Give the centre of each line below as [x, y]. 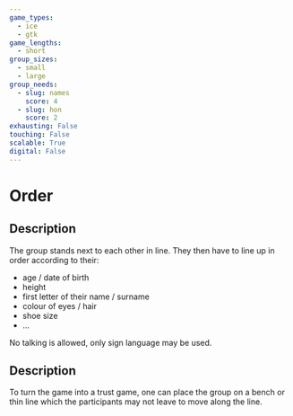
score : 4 [42, 101]
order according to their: [54, 260]
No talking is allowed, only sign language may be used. [111, 342]
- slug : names [43, 93]
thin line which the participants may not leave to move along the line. [136, 402]
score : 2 [42, 118]
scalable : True [38, 143]
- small [32, 68]
